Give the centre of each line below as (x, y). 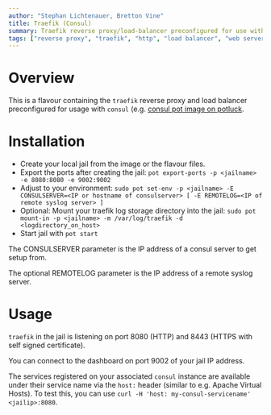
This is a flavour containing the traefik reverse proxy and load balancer (128, 101)
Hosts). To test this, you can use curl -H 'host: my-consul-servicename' (130, 394)
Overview (42, 78)
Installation (47, 141)
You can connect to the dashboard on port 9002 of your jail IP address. (127, 361)
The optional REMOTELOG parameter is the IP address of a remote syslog (131, 273)
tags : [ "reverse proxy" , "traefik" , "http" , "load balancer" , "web (124, 38)
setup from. (27, 258)
